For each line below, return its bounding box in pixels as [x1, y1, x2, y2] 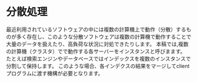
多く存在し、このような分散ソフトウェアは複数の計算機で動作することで [16, 33, 192, 40]
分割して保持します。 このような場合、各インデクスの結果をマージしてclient [6, 62, 190, 69]
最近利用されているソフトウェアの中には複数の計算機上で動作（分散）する [6, 26, 186, 33]
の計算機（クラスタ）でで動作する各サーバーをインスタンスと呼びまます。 [6, 47, 186, 54]
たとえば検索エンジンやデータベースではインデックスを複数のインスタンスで [6, 55, 191, 62]
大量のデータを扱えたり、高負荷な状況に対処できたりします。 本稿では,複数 [6, 40, 189, 47]
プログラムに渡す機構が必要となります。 [6, 70, 103, 77]
